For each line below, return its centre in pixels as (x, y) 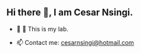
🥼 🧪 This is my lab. (42, 29)
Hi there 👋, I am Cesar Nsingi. (70, 13)
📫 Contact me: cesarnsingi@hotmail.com (75, 42)
